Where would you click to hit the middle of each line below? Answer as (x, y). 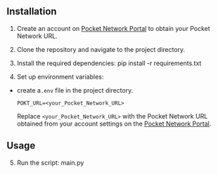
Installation (32, 12)
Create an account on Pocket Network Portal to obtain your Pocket (113, 28)
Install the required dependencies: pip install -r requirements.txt (109, 63)
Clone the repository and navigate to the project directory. (101, 49)
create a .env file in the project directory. (75, 90)
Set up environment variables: (60, 76)
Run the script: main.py (50, 162)
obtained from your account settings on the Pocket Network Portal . (114, 123)
